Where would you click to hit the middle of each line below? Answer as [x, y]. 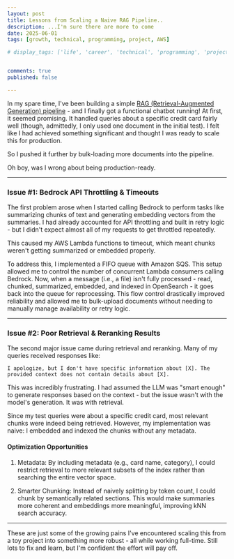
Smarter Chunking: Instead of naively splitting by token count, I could [116, 491]
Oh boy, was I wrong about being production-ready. [81, 167]
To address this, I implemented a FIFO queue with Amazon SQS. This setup [115, 264]
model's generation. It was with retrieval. [65, 403]
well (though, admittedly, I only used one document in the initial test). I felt [113, 126]
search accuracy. [42, 513]
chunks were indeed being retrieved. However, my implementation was [109, 424]
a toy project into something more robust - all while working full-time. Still [112, 540]
